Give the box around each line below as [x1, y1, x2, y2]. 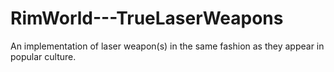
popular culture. [10, 50, 77, 62]
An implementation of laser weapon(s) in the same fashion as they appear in [10, 40, 325, 52]
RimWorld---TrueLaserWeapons [10, 7, 284, 30]
